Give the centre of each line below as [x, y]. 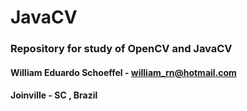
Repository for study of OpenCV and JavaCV [121, 49]
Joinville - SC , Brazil [54, 95]
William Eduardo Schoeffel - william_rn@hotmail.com [123, 72]
